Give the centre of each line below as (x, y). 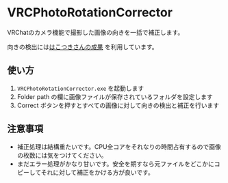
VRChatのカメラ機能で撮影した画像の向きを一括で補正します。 (96, 32)
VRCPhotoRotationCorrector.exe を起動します (80, 88)
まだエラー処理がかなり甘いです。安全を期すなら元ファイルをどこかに (115, 164)
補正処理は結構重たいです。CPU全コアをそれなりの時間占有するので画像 (119, 146)
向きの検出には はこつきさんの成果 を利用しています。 (83, 46)
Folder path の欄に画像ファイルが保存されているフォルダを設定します (115, 96)
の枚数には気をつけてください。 (62, 155)
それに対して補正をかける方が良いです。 (97, 172)
